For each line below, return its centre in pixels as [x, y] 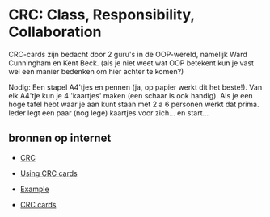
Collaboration [55, 32]
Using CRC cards [49, 173]
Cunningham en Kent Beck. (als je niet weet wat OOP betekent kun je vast [131, 63]
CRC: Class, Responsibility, [102, 15]
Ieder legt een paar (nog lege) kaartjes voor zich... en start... [109, 113]
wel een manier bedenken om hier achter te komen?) [96, 71]
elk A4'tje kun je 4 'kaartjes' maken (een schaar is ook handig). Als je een [131, 95]
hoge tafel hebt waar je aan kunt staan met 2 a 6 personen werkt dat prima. [134, 104]
